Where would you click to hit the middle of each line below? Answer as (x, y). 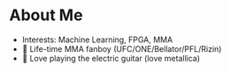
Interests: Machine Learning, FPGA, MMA (97, 40)
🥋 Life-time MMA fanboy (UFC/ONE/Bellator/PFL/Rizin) (122, 48)
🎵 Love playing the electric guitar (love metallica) (111, 58)
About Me (46, 15)
